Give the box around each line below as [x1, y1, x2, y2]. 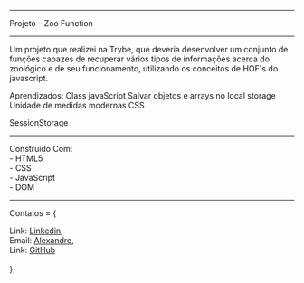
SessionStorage [9, 118, 69, 127]
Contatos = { [9, 208, 57, 218]
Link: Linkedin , [9, 225, 63, 236]
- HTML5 [9, 153, 43, 164]
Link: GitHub [9, 245, 56, 255]
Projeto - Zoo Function [9, 18, 93, 28]
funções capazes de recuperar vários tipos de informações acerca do [9, 53, 270, 64]
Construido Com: [9, 144, 73, 154]
